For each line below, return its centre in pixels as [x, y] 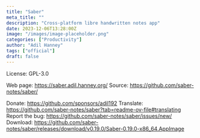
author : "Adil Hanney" [35, 46]
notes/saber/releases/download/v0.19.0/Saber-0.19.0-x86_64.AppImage [95, 128]
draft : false [23, 56]
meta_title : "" [25, 17]
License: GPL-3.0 [28, 73]
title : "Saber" [25, 12]
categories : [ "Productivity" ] [44, 40]
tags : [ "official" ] [31, 51]
